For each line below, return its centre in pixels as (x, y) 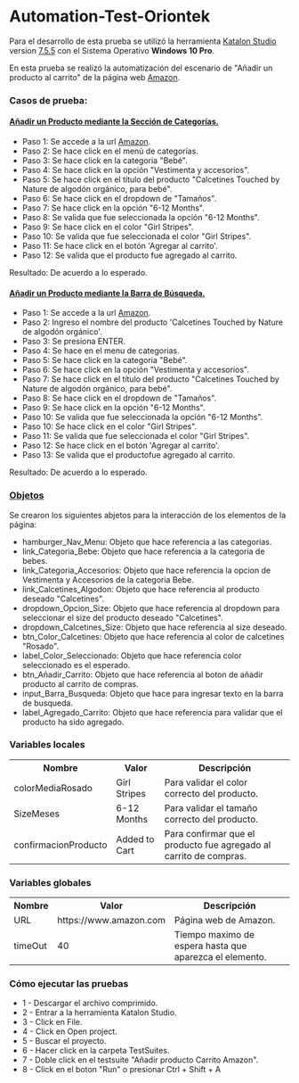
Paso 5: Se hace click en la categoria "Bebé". (105, 360)
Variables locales (48, 745)
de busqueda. (48, 703)
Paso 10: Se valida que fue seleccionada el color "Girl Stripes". (137, 236)
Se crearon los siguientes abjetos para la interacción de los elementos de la (148, 515)
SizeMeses (37, 814)
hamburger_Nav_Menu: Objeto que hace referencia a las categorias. (147, 541)
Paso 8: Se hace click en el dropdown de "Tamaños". (119, 398)
